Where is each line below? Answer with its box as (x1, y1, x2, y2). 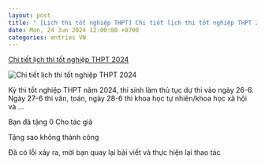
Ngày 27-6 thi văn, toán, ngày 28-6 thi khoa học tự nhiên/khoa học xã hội (8, 93, 247, 103)
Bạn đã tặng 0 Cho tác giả (8, 117, 93, 126)
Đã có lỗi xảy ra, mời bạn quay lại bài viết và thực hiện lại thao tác (8, 148, 221, 157)
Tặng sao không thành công (8, 133, 99, 142)
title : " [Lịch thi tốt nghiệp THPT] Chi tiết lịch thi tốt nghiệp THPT (8, 19, 252, 27)
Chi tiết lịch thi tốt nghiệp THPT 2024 (8, 55, 129, 64)
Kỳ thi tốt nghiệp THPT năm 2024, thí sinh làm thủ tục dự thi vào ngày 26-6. (8, 86, 254, 95)
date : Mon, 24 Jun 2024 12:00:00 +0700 (8, 26, 140, 34)
